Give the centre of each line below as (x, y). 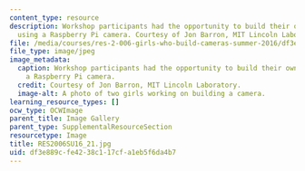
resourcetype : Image (49, 136)
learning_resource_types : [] (64, 102)
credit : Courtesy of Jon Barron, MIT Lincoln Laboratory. (130, 85)
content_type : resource (54, 18)
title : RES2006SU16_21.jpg (60, 144)
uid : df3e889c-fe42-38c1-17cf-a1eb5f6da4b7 (93, 152)
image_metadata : (40, 60)
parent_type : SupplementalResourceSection (91, 128)
